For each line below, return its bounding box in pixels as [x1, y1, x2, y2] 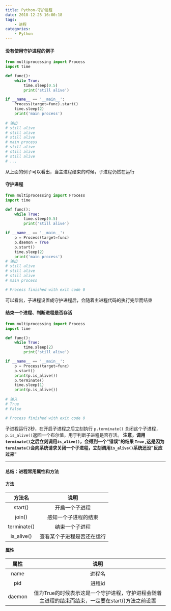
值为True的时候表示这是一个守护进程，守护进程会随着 [34, 589, 162, 596]
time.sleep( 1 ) [14, 382, 44, 388]
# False [5, 406, 22, 412]
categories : [5, 27, 31, 32]
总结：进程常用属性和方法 [5, 468, 59, 474]
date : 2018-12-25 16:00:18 [5, 12, 63, 17]
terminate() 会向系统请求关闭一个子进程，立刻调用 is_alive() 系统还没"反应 [5, 444, 163, 450]
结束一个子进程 [54, 523, 91, 530]
